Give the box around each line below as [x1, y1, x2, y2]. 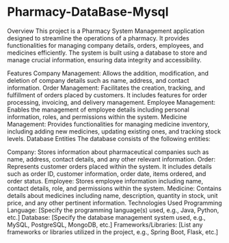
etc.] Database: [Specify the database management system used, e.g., [7, 213, 206, 221]
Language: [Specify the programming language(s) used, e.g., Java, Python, [7, 206, 219, 214]
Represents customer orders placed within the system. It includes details [7, 162, 212, 170]
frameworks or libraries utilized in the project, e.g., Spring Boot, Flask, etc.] [7, 227, 219, 236]
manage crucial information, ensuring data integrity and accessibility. [7, 55, 202, 64]
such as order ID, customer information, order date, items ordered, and [7, 169, 206, 178]
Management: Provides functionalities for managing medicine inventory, [7, 120, 210, 128]
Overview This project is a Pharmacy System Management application [7, 27, 205, 35]
